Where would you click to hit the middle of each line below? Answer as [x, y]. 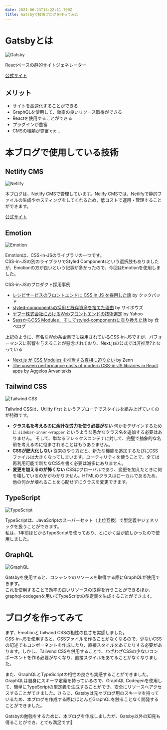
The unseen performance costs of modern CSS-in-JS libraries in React [85, 366]
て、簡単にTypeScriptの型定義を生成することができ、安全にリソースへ [77, 687]
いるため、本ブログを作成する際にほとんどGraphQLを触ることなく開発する [82, 700]
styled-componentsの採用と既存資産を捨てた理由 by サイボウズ [78, 308]
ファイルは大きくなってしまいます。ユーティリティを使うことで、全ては [86, 457]
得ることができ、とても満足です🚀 [39, 723]
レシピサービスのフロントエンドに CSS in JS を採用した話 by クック [82, 295]
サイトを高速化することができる [45, 106]
